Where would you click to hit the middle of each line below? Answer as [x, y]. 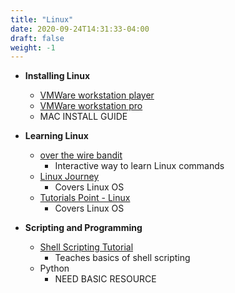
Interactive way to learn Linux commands [139, 166]
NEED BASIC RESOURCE [105, 279]
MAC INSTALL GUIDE [83, 117]
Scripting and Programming [83, 228]
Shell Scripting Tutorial [86, 247]
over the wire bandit [81, 155]
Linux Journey [69, 177]
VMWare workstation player [97, 95]
